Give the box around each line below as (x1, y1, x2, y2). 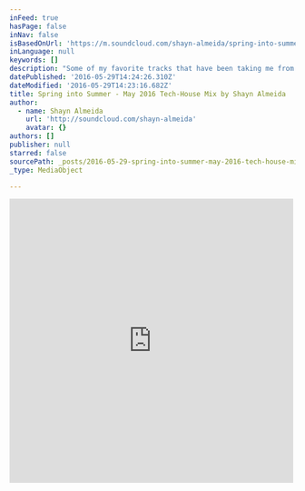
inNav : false (9, 30, 59, 39)
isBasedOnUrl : (9, 38, 64, 48)
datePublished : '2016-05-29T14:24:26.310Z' (9, 73, 177, 82)
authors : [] (9, 132, 54, 141)
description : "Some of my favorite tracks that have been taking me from (9, 65, 295, 74)
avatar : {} (25, 124, 67, 133)
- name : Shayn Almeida (17, 106, 103, 115)
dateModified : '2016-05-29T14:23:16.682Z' (9, 81, 172, 90)
